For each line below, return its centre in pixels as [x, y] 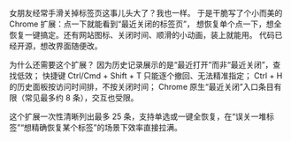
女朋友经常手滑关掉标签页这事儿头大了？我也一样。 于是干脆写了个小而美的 [146, 13]
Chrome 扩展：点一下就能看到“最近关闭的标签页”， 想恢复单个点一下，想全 [145, 24]
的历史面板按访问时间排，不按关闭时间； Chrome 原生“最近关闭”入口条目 [142, 87]
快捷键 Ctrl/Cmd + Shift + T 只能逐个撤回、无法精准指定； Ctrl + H [162, 76]
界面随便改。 [79, 46]
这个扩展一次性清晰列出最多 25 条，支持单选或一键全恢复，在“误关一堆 [138, 116]
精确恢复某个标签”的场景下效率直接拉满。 [107, 127]
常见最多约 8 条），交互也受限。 [81, 98]
